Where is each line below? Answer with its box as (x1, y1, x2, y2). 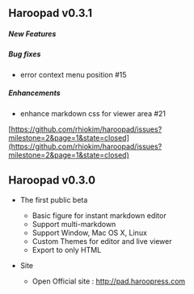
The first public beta (19, 195, 88, 204)
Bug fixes (8, 49, 41, 59)
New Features (8, 28, 57, 39)
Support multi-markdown (32, 219, 116, 229)
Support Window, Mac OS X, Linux (32, 228, 148, 237)
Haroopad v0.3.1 (8, 6, 93, 20)
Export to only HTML (32, 245, 102, 254)
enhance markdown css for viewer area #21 (19, 108, 167, 118)
